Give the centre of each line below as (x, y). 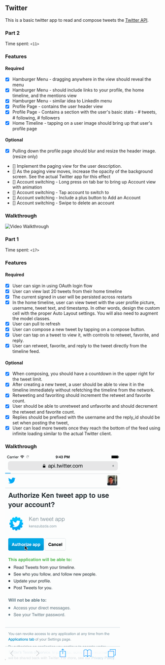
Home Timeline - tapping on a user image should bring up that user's (82, 123)
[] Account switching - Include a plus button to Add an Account (76, 197)
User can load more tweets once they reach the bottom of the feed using (86, 428)
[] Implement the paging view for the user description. (67, 166)
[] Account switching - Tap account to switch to (61, 192)
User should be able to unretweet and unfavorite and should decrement (85, 406)
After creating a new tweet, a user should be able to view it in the (78, 384)
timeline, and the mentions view (45, 95)
